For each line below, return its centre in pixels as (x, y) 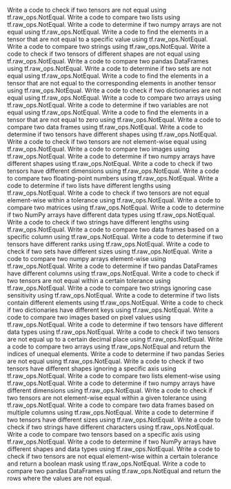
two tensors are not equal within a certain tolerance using (89, 281)
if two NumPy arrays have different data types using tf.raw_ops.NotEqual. (111, 215)
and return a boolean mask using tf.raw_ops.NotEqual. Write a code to (107, 464)
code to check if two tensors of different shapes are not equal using (103, 54)
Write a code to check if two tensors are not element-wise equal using (107, 142)
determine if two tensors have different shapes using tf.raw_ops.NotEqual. (112, 134)
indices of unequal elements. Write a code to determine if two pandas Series (116, 354)
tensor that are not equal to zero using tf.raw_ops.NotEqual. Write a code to (114, 119)
